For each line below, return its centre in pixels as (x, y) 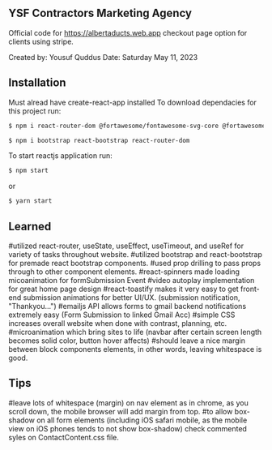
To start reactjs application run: (61, 156)
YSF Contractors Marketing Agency (100, 13)
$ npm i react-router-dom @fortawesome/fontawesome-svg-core (114, 126)
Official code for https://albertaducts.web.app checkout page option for (128, 32)
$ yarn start (30, 201)
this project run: (35, 111)
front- (250, 289)
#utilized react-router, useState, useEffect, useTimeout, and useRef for (126, 246)
